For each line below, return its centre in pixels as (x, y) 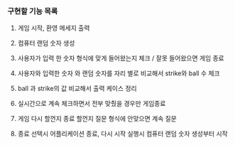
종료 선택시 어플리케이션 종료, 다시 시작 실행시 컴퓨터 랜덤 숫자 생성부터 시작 (123, 134)
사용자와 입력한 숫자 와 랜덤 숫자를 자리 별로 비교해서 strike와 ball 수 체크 (119, 73)
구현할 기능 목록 (33, 11)
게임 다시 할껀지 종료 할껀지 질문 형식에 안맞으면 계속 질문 (97, 119)
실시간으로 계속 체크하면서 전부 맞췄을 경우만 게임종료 (92, 104)
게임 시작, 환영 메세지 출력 (54, 28)
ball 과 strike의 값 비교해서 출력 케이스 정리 (77, 88)
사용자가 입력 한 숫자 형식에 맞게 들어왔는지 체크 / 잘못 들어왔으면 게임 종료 (121, 58)
